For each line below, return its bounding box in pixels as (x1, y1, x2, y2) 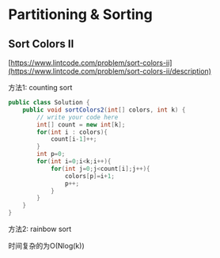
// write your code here (36, 113, 119, 121)
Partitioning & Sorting (8, 6, 153, 24)
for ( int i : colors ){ (36, 128, 108, 136)
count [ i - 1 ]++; (50, 135, 97, 143)
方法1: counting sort (8, 83, 73, 92)
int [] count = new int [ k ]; (36, 120, 126, 128)
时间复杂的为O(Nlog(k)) (8, 241, 85, 250)
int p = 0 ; (36, 150, 66, 158)
